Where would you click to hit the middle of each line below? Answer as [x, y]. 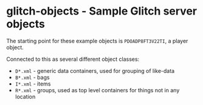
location [25, 97]
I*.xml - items [33, 84]
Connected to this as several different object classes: [73, 59]
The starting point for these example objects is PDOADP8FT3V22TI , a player [97, 41]
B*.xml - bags [32, 77]
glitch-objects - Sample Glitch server [102, 11]
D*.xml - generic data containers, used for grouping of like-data [95, 70]
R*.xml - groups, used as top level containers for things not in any [97, 90]
